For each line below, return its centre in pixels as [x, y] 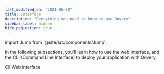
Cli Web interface [23, 67]
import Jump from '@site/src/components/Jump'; [56, 42]
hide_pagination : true [29, 28]
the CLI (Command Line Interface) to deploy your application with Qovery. [81, 57]
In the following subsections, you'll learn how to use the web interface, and [82, 52]
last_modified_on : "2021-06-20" [39, 10]
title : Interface [23, 14]
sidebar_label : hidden [29, 24]
